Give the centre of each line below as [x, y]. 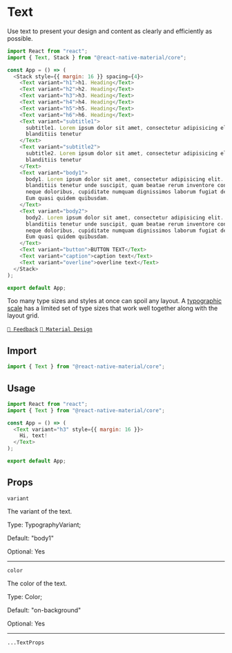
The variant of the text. [40, 511]
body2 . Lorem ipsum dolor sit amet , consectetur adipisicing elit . [125, 217]
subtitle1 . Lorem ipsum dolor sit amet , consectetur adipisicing [121, 128]
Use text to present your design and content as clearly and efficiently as [110, 31]
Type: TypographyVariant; [44, 525]
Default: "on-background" [44, 610]
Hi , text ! [34, 436]
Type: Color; [25, 596]
